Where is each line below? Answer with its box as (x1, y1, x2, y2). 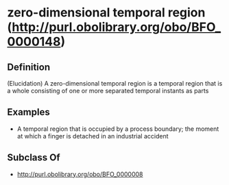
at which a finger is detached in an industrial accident (16, 132, 169, 140)
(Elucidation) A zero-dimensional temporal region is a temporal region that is (7, 79, 223, 87)
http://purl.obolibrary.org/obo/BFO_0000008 (16, 170, 143, 178)
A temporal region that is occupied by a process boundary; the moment (16, 125, 219, 133)
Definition (7, 61, 50, 73)
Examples (7, 106, 50, 118)
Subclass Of (7, 152, 60, 164)
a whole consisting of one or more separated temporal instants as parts (7, 87, 209, 95)
